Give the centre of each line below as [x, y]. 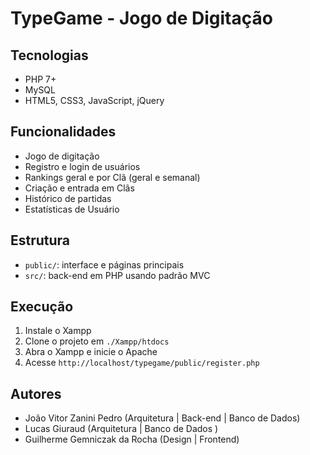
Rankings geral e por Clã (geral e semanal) [112, 177]
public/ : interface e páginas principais [104, 264]
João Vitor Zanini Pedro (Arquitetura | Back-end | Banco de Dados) [162, 418]
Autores [36, 393]
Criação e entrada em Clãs [79, 188]
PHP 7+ [40, 79]
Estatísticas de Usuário [72, 209]
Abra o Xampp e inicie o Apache [91, 352]
